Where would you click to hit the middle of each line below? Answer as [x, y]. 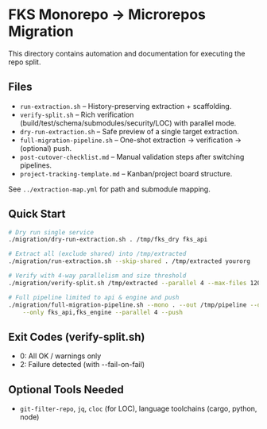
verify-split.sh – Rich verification [77, 114]
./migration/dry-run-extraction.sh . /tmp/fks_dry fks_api [108, 240]
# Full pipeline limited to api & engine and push [94, 297]
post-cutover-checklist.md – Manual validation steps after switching [132, 157]
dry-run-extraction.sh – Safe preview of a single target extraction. [130, 131]
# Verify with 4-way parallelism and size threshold [97, 276]
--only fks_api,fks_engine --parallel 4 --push [103, 312]
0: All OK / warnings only [60, 356]
